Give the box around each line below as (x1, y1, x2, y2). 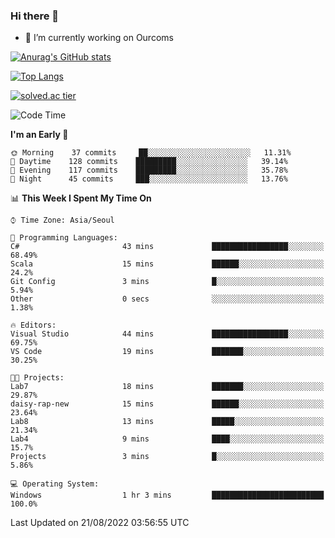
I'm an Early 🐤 (10, 129, 69, 141)
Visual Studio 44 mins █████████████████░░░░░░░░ (10, 329, 325, 339)
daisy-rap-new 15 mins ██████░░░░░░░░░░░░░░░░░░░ (10, 399, 325, 409)
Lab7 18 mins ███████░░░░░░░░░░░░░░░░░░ (10, 382, 325, 392)
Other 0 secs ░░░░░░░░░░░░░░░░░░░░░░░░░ (10, 294, 325, 304)
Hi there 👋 (10, 9, 60, 23)
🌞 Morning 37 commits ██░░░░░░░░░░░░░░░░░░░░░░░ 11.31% (10, 148, 292, 158)
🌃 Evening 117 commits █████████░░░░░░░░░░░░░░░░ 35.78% (10, 165, 288, 176)
